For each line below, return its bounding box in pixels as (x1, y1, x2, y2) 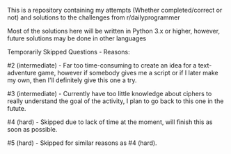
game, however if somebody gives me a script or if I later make (38, 69, 219, 77)
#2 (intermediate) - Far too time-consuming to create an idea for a (7, 61, 197, 69)
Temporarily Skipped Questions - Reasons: (7, 48, 130, 56)
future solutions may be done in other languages (7, 34, 147, 43)
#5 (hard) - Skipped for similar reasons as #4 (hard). (7, 139, 158, 147)
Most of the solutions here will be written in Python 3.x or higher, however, (7, 27, 221, 35)
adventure (7, 69, 37, 77)
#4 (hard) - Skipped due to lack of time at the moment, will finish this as (7, 118, 213, 126)
